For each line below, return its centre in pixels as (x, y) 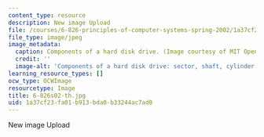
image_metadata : (35, 45)
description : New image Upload (59, 23)
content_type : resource (47, 15)
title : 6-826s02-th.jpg (47, 96)
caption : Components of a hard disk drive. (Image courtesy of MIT (128, 52)
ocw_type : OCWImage (40, 81)
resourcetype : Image (42, 88)
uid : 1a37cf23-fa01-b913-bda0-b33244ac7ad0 (81, 103)
